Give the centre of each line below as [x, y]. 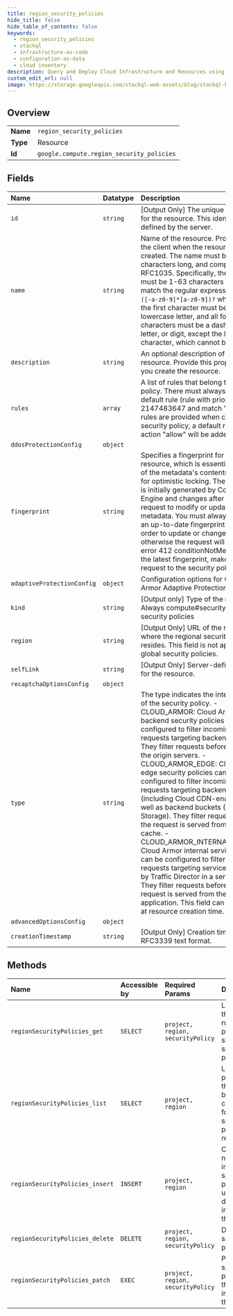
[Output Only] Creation [178, 932]
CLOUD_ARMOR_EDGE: [179, 764]
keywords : [21, 33]
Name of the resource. [177, 238]
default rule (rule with [175, 400]
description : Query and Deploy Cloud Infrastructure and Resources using [116, 71]
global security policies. [179, 653]
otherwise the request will [183, 542]
